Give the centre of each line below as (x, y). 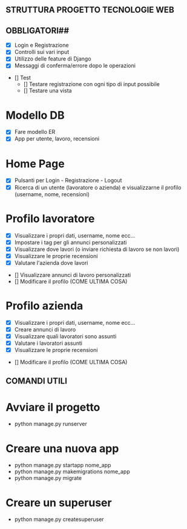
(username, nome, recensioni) (52, 194)
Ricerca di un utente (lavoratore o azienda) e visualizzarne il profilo (98, 187)
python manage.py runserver (51, 424)
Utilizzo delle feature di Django (53, 59)
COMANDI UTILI (37, 381)
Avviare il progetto (53, 407)
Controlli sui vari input (42, 52)
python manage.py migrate (48, 478)
